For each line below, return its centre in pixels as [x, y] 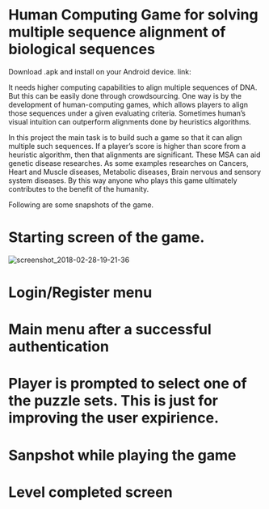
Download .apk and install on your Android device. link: [100, 71]
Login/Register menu [80, 293]
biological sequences [82, 49]
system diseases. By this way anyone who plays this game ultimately [123, 180]
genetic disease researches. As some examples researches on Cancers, [128, 163]
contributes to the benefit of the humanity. [79, 189]
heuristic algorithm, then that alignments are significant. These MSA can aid [134, 155]
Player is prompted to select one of [128, 384]
